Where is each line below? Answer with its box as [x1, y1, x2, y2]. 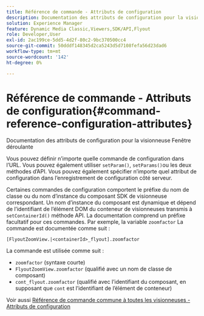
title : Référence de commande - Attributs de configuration [6, 8, 162, 15]
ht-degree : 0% [6, 59, 42, 66]
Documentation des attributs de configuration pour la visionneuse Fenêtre [6, 137, 191, 144]
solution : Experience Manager [6, 20, 83, 26]
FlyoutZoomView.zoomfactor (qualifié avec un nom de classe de [15, 265, 172, 273]
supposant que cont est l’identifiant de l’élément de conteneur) [15, 284, 172, 292]
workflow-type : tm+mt [6, 49, 61, 55]
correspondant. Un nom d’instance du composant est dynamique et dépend [6, 199, 196, 206]
